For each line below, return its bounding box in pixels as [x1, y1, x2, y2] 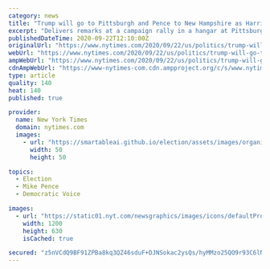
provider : [8, 108, 42, 116]
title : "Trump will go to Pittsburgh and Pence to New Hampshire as [8, 19, 243, 27]
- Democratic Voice [15, 190, 81, 198]
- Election [15, 175, 52, 183]
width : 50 [29, 145, 63, 153]
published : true [8, 94, 63, 102]
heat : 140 [8, 86, 42, 95]
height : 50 [29, 153, 67, 161]
